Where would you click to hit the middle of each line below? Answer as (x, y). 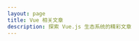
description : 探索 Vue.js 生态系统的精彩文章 (69, 26)
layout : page (26, 14)
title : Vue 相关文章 (35, 20)
